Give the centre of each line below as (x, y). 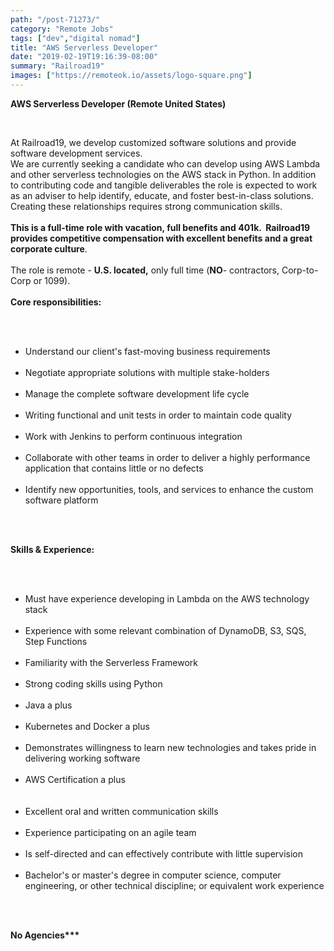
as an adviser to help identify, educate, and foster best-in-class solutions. (162, 195)
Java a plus (48, 705)
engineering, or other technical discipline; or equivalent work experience (174, 885)
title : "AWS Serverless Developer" (84, 47)
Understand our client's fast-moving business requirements (147, 351)
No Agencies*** (45, 935)
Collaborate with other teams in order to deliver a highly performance (167, 457)
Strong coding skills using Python (93, 683)
